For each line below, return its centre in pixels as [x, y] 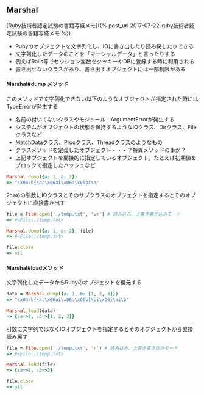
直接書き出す [49, 202]
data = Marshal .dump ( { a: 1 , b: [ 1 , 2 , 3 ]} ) [62, 294]
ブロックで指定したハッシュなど [55, 165]
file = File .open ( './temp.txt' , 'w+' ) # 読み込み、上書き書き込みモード [93, 214]
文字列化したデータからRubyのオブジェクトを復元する [74, 283]
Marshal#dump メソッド [37, 84]
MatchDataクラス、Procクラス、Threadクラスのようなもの [89, 142]
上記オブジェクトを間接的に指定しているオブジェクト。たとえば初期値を [106, 158]
